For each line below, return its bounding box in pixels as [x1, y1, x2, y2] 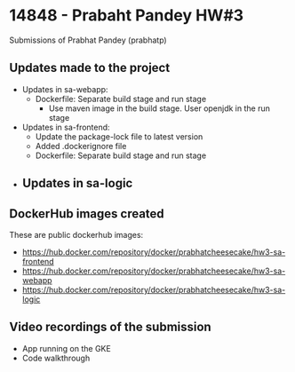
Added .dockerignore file [35, 140, 127, 151]
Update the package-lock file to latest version [35, 131, 203, 142]
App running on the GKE [21, 343, 111, 353]
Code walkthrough [21, 352, 91, 363]
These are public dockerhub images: [9, 229, 144, 240]
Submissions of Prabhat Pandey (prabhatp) [9, 35, 167, 45]
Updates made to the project [9, 60, 171, 75]
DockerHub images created [9, 206, 164, 221]
